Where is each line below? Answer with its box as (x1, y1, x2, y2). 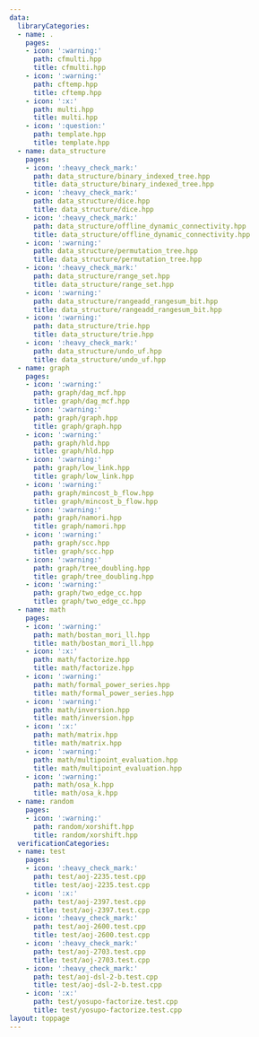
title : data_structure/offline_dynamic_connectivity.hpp (32, 230, 251, 239)
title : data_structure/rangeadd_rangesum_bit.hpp (32, 305, 222, 314)
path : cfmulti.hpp (32, 55, 102, 64)
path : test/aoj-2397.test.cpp (32, 897, 146, 906)
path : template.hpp (32, 130, 106, 139)
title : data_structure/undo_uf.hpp (32, 355, 167, 364)
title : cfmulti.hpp (32, 64, 106, 73)
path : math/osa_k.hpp (32, 780, 115, 789)
